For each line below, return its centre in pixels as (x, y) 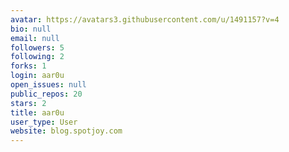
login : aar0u (37, 76)
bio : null (31, 29)
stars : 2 (28, 103)
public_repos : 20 (46, 94)
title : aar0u (37, 112)
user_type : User (44, 122)
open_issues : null (48, 85)
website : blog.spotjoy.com (66, 131)
